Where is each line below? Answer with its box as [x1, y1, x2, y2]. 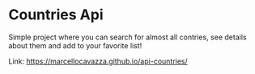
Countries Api [8, 6, 104, 24]
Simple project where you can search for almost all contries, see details [8, 32, 247, 42]
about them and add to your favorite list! [8, 40, 142, 50]
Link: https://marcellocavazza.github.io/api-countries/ [8, 56, 188, 66]
